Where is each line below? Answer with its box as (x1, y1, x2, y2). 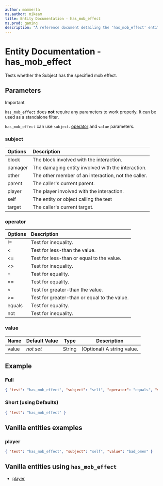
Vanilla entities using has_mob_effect (5, 463, 117, 471)
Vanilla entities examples (5, 423, 82, 432)
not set (26, 346, 42, 352)
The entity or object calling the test (32, 196, 113, 203)
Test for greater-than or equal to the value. (31, 295, 129, 301)
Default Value (26, 337, 58, 344)
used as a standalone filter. (5, 114, 59, 120)
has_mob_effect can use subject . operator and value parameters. (5, 123, 135, 129)
